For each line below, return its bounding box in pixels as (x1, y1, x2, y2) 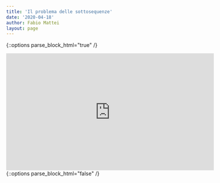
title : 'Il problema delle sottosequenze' (6, 8, 113, 15)
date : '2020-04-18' (6, 14, 55, 20)
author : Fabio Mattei (6, 20, 60, 26)
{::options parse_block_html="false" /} (6, 170, 100, 177)
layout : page (6, 25, 39, 31)
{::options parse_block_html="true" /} (6, 42, 98, 49)
